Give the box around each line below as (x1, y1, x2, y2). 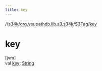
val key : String (5, 60, 35, 66)
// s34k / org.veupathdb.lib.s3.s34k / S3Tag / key (5, 21, 97, 27)
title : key (5, 7, 28, 12)
